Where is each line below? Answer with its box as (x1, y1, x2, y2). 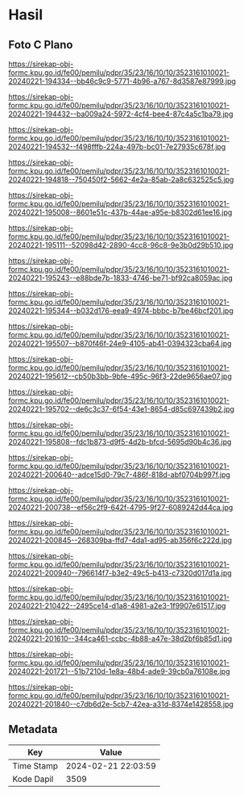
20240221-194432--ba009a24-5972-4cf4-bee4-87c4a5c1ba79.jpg (8, 109, 234, 119)
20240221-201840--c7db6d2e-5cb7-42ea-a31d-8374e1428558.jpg (8, 700, 234, 709)
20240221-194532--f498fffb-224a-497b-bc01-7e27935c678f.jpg (8, 142, 226, 151)
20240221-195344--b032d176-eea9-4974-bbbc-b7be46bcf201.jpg (8, 306, 234, 316)
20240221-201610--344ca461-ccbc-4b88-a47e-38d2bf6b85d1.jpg (8, 634, 233, 643)
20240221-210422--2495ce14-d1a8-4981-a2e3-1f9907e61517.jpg (8, 601, 226, 610)
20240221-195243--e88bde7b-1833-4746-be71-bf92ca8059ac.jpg (8, 273, 234, 282)
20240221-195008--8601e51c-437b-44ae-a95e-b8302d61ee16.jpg (8, 207, 233, 217)
